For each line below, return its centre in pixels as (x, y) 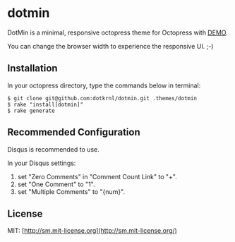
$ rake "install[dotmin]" (45, 104)
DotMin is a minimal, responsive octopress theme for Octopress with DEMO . (117, 32)
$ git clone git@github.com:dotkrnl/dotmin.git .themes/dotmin (102, 98)
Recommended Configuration (74, 132)
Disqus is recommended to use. (54, 149)
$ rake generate (31, 111)
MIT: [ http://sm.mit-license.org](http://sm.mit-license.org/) (92, 231)
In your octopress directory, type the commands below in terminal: (104, 85)
